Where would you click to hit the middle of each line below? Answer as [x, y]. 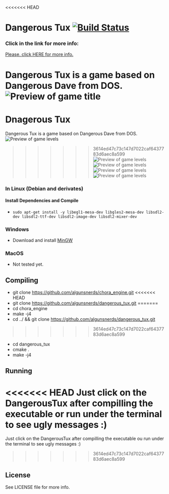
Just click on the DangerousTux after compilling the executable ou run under [85, 438]
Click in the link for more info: [42, 43]
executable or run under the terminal [84, 414]
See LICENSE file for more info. [38, 487]
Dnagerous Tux [38, 119]
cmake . [21, 350]
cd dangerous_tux [31, 344]
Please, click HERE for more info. [39, 55]
